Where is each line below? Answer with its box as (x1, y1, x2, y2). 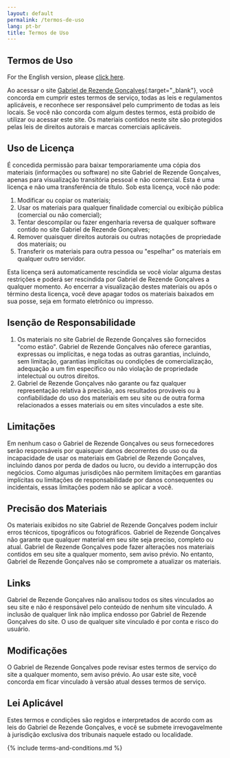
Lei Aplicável (7, 698, 64, 709)
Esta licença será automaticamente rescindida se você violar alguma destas (7, 267, 222, 276)
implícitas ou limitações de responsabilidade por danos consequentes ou (7, 476, 214, 484)
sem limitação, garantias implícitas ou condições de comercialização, (16, 357, 214, 365)
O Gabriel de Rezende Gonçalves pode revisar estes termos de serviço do (7, 662, 217, 671)
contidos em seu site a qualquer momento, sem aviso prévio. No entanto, (7, 550, 214, 559)
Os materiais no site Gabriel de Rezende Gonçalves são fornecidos (16, 335, 207, 344)
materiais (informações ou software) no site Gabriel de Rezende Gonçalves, (7, 168, 221, 176)
